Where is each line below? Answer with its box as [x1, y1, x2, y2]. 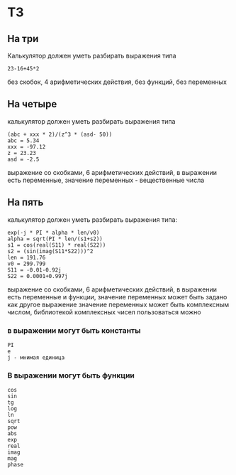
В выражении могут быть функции [7, 370, 135, 380]
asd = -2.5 [7, 156, 40, 163]
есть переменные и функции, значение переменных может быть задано [7, 292, 227, 301]
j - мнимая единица [7, 353, 65, 361]
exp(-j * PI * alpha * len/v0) [7, 229, 100, 236]
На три [7, 33, 39, 45]
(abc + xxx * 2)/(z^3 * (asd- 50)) [7, 131, 113, 138]
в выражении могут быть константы [7, 325, 141, 335]
